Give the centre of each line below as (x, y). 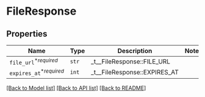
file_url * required (34, 62)
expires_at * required (37, 72)
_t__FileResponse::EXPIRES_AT (135, 73)
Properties (27, 34)
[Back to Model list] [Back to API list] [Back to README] (76, 88)
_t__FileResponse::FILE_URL (131, 62)
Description (135, 51)
